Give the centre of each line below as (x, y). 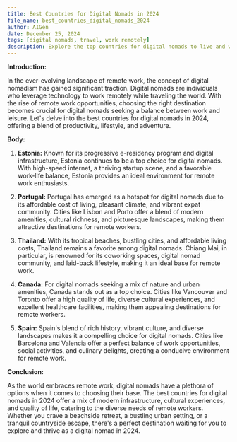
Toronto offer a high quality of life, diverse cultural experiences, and (116, 299)
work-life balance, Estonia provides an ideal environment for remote (116, 175)
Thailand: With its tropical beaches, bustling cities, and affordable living (122, 240)
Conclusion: (26, 372)
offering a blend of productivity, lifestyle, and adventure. (89, 126)
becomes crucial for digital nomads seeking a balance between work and (114, 111)
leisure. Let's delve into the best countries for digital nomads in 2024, (108, 118)
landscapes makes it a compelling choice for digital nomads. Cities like (120, 336)
